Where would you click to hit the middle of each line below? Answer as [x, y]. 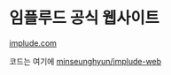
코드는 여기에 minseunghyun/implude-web [85, 61]
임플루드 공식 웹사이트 [84, 18]
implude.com [33, 43]
